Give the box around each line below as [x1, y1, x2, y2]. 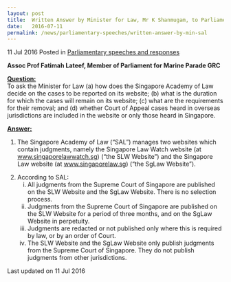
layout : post [7, 10, 45, 17]
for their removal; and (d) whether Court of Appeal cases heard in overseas [7, 104, 221, 112]
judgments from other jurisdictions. [27, 254, 127, 262]
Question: [7, 75, 36, 83]
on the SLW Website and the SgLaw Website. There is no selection [27, 188, 217, 196]
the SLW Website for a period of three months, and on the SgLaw [27, 210, 212, 218]
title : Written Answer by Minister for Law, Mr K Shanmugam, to [7, 17, 198, 23]
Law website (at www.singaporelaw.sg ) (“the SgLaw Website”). [16, 160, 196, 169]
